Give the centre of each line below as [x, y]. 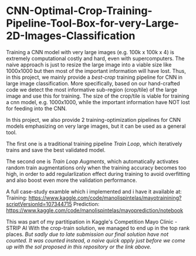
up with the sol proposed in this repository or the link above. [79, 247]
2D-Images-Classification [71, 36]
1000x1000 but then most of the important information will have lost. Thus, [96, 71]
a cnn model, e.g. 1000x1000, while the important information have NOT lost [98, 102]
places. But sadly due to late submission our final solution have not [87, 234]
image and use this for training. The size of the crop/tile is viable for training [98, 96]
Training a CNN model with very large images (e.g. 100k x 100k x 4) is [90, 52]
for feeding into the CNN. [36, 108]
